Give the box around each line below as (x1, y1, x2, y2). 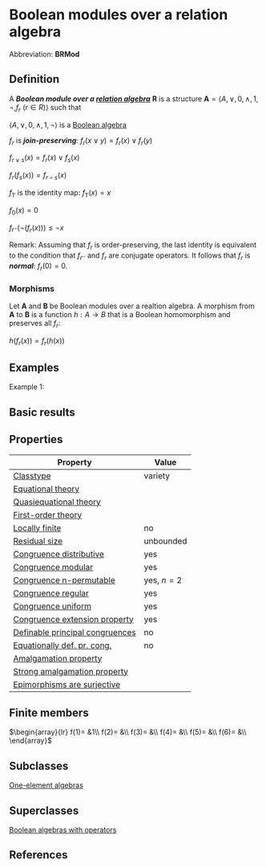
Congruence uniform (13, 600, 91, 612)
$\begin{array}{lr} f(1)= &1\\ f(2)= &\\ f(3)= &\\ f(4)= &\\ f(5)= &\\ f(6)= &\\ (9, 727, 247, 737)
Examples (9, 361, 59, 374)
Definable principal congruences (13, 626, 137, 637)
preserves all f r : (9, 319, 61, 330)
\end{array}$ (9, 736, 53, 746)
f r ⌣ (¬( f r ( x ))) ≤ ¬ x (9, 222, 64, 234)
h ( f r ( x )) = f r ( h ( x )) (9, 336, 65, 347)
